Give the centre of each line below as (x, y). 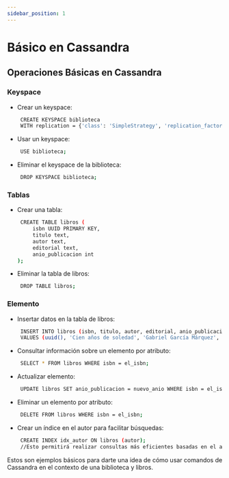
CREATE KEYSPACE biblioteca (60, 120)
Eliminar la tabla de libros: (53, 274)
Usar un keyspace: (43, 139)
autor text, (50, 241)
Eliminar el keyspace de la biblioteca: (69, 165)
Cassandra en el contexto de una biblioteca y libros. (80, 467)
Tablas (18, 195)
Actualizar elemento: (46, 377)
